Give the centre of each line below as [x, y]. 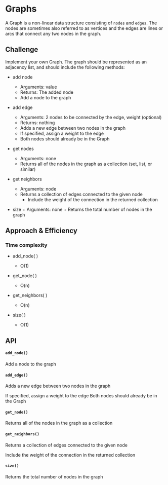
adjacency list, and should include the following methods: [65, 67]
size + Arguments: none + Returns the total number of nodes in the [82, 209]
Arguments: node [38, 189]
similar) [28, 169]
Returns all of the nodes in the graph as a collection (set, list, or [86, 164]
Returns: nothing [37, 123]
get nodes [23, 148]
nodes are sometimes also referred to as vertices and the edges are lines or [84, 28]
